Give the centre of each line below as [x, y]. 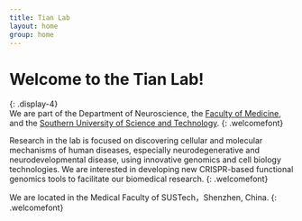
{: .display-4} [34, 104]
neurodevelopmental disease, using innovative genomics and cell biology [146, 160]
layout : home [34, 26]
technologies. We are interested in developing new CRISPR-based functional [151, 170]
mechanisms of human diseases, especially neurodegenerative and [134, 151]
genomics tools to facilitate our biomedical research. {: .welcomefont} [139, 179]
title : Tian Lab [40, 18]
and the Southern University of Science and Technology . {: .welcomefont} [146, 124]
